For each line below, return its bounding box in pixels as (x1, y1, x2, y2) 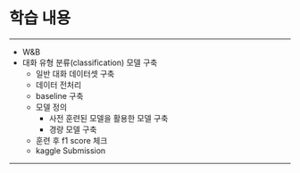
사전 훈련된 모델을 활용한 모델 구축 (48, 112, 169, 123)
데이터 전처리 (35, 79, 82, 90)
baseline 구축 (35, 90, 84, 101)
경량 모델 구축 (48, 124, 97, 135)
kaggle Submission (35, 144, 106, 156)
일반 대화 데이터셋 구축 (35, 68, 115, 78)
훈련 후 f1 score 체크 (35, 135, 108, 145)
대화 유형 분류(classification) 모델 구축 (21, 57, 158, 68)
